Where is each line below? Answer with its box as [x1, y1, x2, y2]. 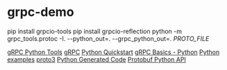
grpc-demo [7, 4, 74, 20]
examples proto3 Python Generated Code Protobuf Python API [7, 55, 186, 63]
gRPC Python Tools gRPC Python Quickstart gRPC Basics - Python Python [7, 48, 220, 56]
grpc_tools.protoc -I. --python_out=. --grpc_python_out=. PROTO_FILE [7, 34, 210, 42]
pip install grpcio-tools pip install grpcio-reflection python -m [7, 27, 183, 35]
